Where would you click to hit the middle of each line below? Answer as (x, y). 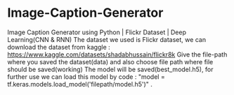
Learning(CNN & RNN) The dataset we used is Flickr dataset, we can (106, 39)
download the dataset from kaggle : (59, 47)
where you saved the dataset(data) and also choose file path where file (110, 61)
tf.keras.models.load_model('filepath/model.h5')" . (80, 84)
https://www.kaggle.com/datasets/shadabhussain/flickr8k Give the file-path (117, 54)
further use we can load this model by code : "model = (86, 76)
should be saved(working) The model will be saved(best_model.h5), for (110, 69)
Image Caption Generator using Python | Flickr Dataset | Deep (97, 32)
